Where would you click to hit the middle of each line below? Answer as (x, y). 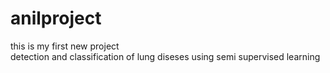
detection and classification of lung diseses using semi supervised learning (165, 56)
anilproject (56, 18)
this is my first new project (65, 46)
